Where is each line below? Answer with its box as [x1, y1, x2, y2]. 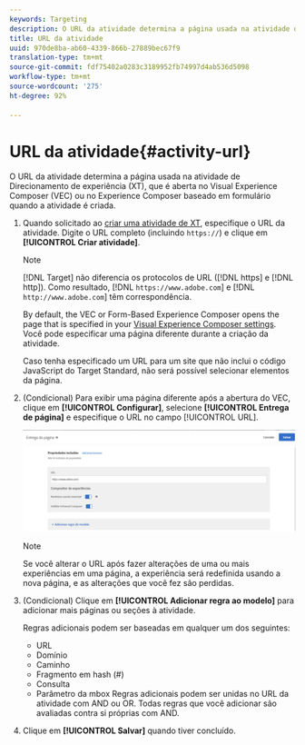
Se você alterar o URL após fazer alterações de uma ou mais [22, 558, 250, 569]
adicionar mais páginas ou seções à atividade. [22, 604, 196, 615]
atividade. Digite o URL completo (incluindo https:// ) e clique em [22, 227, 268, 238]
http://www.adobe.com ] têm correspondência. [22, 292, 192, 303]
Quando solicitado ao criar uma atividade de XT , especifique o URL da [22, 218, 286, 229]
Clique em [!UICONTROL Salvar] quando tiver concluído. [22, 725, 236, 736]
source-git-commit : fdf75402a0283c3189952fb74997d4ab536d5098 [9, 63, 250, 72]
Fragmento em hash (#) [35, 669, 124, 680]
